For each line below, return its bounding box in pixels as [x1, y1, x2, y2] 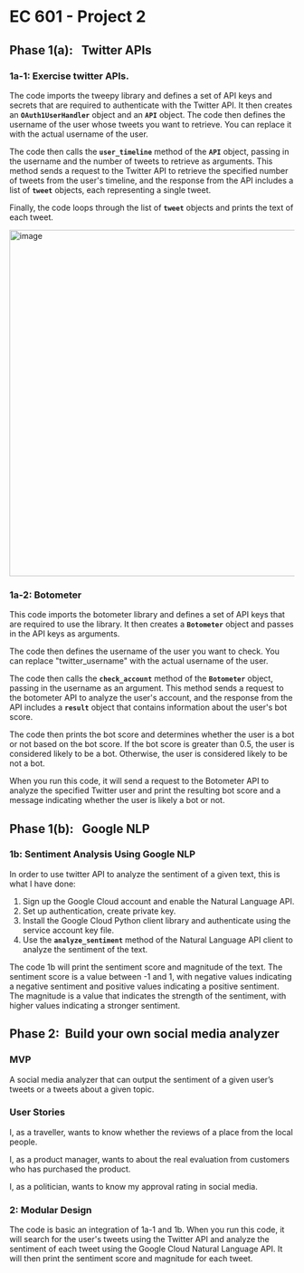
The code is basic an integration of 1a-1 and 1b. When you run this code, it [9, 1224, 285, 1235]
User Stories [9, 1106, 66, 1119]
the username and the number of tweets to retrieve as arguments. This [9, 156, 273, 167]
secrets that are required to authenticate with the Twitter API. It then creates [9, 100, 292, 110]
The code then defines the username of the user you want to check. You [9, 646, 280, 657]
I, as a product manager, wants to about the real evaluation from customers [9, 1153, 290, 1164]
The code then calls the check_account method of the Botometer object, [9, 673, 273, 684]
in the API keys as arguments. [9, 628, 120, 639]
